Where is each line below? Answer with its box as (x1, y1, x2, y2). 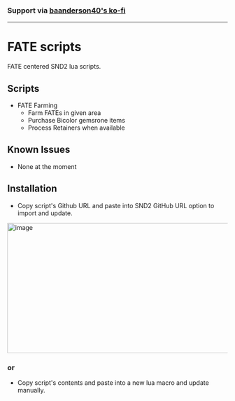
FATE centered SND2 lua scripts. (7, 62, 101, 71)
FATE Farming (17, 101, 58, 110)
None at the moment (17, 162, 77, 170)
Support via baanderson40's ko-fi (7, 6, 126, 15)
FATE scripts (7, 39, 82, 55)
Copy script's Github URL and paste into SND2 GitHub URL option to (17, 201, 215, 210)
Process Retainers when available (27, 123, 125, 132)
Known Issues (7, 144, 71, 156)
